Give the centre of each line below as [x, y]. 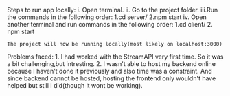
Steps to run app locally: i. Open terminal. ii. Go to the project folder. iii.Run [113, 10]
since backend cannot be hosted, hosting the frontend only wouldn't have [112, 78]
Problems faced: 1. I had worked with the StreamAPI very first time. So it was [115, 57]
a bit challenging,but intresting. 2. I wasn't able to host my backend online [112, 64]
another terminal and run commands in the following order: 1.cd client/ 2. [110, 24]
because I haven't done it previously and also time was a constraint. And [110, 71]
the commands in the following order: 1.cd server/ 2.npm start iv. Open [107, 17]
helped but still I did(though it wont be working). [75, 85]
